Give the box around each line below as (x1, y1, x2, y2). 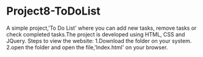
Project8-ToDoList (6, 4, 101, 18)
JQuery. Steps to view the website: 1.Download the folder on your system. (6, 37, 192, 44)
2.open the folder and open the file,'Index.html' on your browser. (6, 44, 168, 51)
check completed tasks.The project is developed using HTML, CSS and (6, 30, 185, 38)
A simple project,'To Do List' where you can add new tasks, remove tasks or (6, 24, 197, 32)
